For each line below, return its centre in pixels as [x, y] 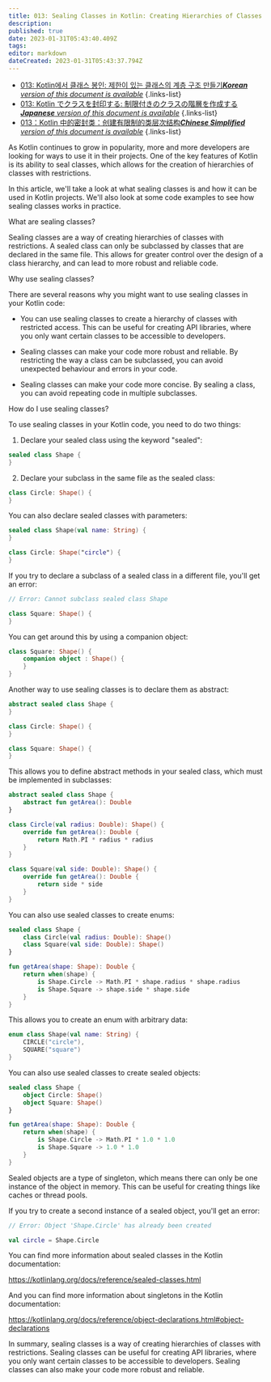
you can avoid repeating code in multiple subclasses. [109, 392]
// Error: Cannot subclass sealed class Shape [88, 599]
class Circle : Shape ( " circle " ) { [65, 553]
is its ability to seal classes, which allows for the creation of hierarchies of [131, 164]
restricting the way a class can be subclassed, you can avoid [122, 360]
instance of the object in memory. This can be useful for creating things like [134, 1186]
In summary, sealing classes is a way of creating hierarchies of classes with [135, 1344]
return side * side [70, 884]
